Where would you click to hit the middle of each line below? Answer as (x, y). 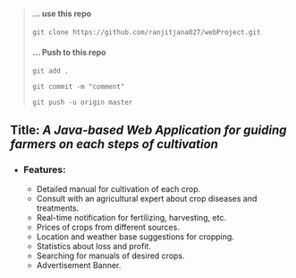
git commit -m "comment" (78, 87)
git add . (51, 71)
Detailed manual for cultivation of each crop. (118, 189)
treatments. (58, 208)
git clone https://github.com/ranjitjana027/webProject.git (146, 32)
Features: (44, 169)
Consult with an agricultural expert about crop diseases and (147, 199)
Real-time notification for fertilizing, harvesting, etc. (131, 218)
